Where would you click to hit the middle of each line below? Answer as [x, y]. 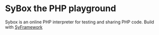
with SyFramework [24, 27]
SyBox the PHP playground [60, 9]
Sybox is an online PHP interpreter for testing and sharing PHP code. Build [80, 22]
